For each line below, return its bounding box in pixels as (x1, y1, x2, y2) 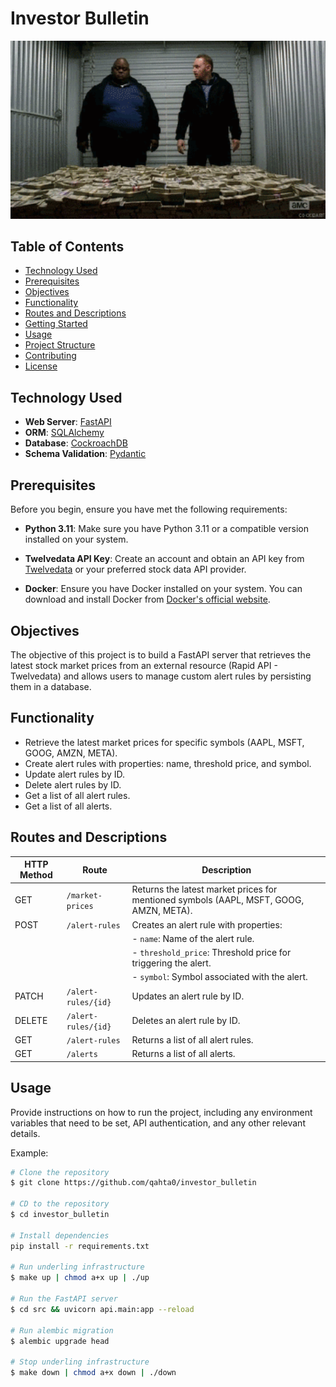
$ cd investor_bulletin (10, 1210, 110, 1220)
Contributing (24, 350, 77, 362)
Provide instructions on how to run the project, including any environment (10, 1106, 313, 1118)
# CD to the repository (10, 1199, 110, 1209)
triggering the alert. (131, 957, 212, 969)
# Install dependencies (10, 1230, 110, 1241)
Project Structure (24, 339, 96, 351)
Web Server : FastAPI (24, 416, 112, 428)
